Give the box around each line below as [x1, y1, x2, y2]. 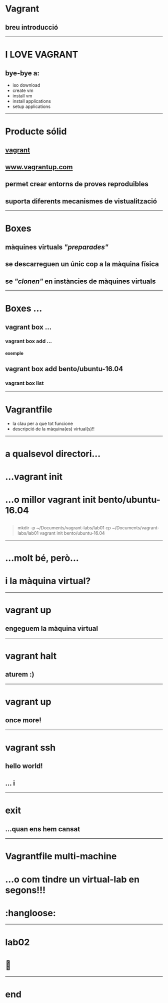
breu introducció [5, 23, 58, 32]
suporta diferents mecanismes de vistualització [5, 197, 157, 205]
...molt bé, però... [5, 552, 79, 564]
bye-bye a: [5, 69, 40, 77]
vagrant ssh [5, 742, 56, 753]
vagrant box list [5, 380, 44, 387]
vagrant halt [5, 650, 56, 661]
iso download [12, 82, 40, 88]
